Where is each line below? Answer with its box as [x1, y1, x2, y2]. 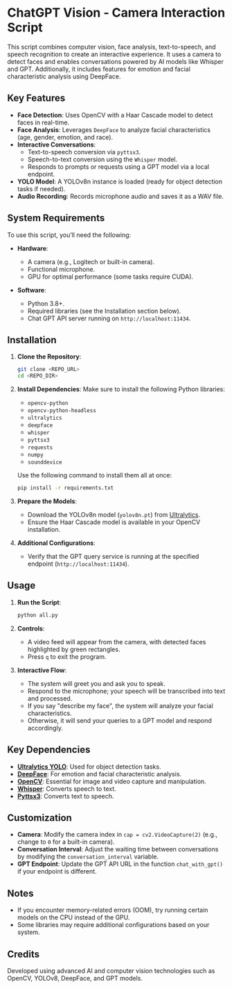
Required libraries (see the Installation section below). [27, 306, 181, 315]
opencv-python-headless [27, 407, 97, 414]
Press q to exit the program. [27, 652, 107, 661]
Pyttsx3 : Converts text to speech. [17, 792, 114, 800]
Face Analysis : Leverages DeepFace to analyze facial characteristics [17, 125, 211, 133]
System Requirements [7, 212, 105, 224]
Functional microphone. [27, 265, 96, 273]
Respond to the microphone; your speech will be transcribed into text [27, 687, 226, 695]
